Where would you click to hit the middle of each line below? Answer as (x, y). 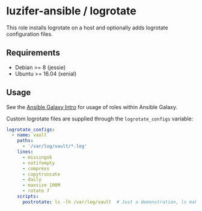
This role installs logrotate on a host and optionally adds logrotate (87, 28)
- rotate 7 (36, 191)
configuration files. (29, 34)
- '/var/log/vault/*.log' (54, 146)
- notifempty (38, 163)
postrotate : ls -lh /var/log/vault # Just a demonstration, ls (104, 202)
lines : (25, 152)
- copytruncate (41, 174)
